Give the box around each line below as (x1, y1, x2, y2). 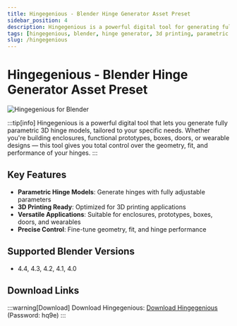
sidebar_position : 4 (7, 17, 68, 24)
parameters (17, 195, 51, 203)
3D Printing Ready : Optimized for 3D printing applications (17, 202, 186, 211)
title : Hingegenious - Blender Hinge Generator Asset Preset (7, 10, 191, 18)
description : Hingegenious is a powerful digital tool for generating (7, 23, 219, 30)
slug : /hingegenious (7, 37, 68, 44)
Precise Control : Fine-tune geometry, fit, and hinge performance (17, 225, 207, 233)
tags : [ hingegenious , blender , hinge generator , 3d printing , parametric (7, 30, 229, 37)
